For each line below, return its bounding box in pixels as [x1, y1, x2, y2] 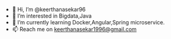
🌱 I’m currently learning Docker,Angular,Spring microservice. [12, 19, 165, 26]
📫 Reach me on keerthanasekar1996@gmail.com [12, 26, 137, 33]
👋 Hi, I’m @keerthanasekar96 [12, 6, 86, 13]
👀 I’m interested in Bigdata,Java [12, 12, 92, 19]
